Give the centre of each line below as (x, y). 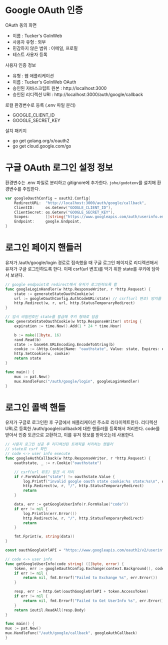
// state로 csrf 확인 (26, 449)
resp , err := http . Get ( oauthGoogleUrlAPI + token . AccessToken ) (81, 591)
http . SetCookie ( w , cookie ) (42, 354)
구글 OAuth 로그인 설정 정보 (59, 168)
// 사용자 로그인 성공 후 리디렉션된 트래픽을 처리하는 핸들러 (59, 444)
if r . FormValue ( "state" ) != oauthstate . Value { (64, 476)
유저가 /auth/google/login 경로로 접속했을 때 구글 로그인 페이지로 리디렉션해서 (82, 262)
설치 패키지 (16, 130)
